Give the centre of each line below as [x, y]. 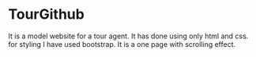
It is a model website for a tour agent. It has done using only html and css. [128, 36]
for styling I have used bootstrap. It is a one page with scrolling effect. [122, 44]
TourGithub [46, 14]
